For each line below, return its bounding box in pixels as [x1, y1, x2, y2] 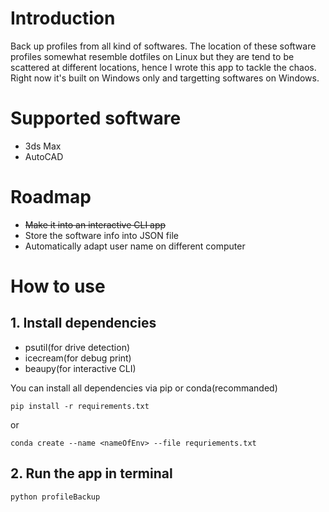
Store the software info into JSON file [24, 229, 179, 241]
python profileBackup [10, 492, 101, 502]
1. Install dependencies [10, 315, 157, 332]
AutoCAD [24, 150, 64, 162]
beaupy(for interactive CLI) [24, 362, 137, 374]
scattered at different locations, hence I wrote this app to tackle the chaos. [10, 61, 317, 73]
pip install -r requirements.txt [10, 401, 150, 411]
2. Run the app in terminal [10, 465, 173, 482]
